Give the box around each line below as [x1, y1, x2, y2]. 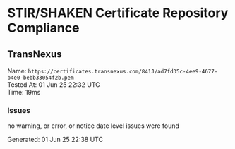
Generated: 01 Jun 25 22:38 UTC [7, 136, 104, 144]
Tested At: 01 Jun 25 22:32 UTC [7, 81, 100, 89]
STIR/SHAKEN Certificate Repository [7, 5, 229, 21]
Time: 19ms [7, 88, 41, 96]
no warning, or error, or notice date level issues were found [7, 121, 180, 130]
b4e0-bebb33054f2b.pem [7, 74, 74, 81]
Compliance [7, 20, 80, 36]
